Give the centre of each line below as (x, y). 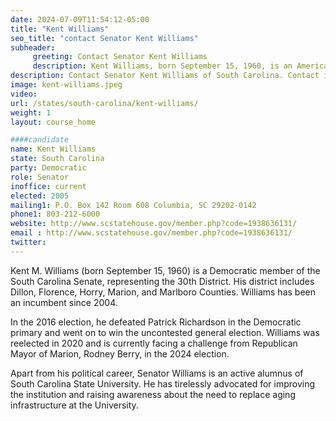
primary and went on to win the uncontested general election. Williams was (165, 332)
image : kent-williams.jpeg (66, 85)
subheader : (33, 47)
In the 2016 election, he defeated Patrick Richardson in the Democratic (156, 322)
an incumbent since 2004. (64, 302)
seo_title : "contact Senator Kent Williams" (104, 38)
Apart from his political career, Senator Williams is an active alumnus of (157, 373)
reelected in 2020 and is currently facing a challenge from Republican (154, 343)
